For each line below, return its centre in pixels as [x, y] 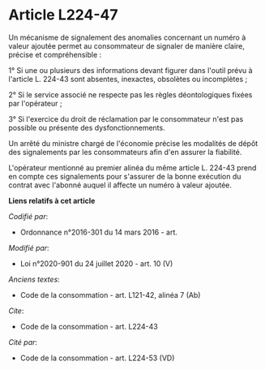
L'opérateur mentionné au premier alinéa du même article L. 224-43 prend [132, 167]
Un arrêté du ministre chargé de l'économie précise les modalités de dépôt [133, 143]
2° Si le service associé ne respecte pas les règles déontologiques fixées [130, 94]
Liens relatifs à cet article [52, 200]
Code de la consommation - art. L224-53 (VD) [97, 358]
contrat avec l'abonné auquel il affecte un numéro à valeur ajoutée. [120, 185]
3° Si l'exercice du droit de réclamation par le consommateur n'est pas [126, 118]
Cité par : [23, 342]
